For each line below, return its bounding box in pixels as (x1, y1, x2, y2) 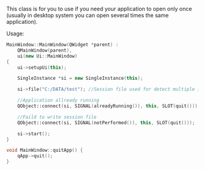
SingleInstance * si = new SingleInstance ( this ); (17, 76, 143, 82)
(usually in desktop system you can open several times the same (6, 12, 169, 19)
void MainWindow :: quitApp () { (6, 147, 84, 154)
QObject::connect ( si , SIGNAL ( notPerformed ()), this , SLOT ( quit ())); (17, 119, 195, 126)
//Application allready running (17, 97, 99, 104)
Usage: (6, 30, 24, 37)
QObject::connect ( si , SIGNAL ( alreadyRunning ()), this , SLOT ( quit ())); (17, 103, 201, 109)
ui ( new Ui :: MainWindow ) (17, 53, 78, 59)
